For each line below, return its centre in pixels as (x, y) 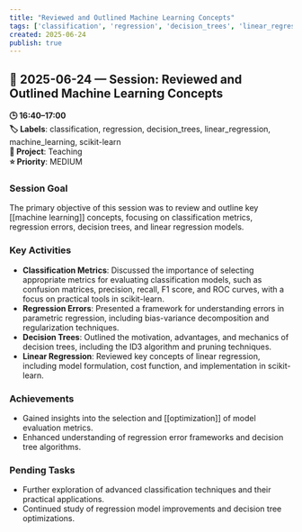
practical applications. (63, 500)
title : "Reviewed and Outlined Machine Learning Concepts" (122, 18)
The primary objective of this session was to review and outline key (134, 208)
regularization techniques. (71, 327)
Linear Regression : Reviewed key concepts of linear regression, (141, 356)
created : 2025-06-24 (48, 34)
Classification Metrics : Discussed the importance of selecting (138, 270)
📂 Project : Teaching (46, 152)
